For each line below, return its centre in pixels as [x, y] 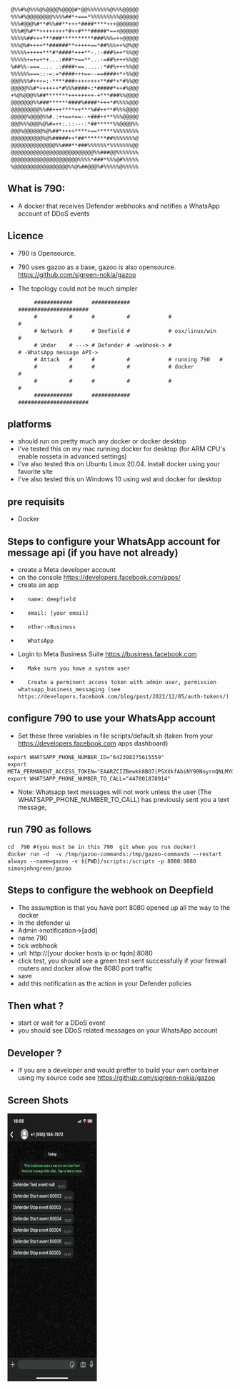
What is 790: [36, 189]
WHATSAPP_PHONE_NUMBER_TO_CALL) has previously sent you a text [124, 799]
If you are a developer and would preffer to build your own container [118, 1070]
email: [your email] [58, 613]
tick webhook [38, 946]
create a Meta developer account [66, 570]
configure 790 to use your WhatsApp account [111, 719]
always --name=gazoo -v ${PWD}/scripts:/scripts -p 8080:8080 [102, 861]
